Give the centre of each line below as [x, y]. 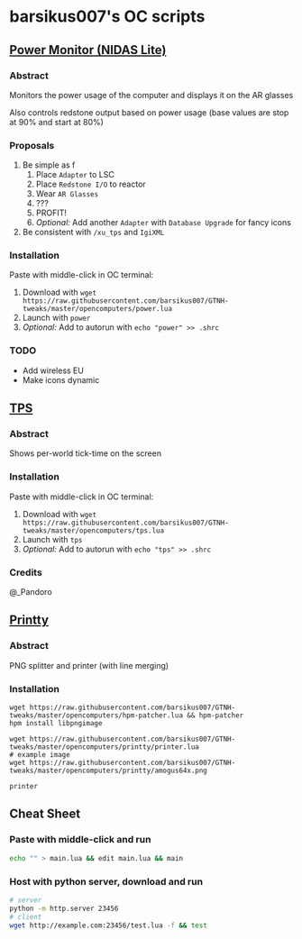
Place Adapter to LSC [75, 175]
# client [26, 916]
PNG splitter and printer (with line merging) [89, 665]
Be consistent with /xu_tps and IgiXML [93, 232]
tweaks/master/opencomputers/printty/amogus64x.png [108, 771]
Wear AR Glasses [67, 194]
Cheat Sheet [45, 814]
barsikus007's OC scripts [107, 17]
